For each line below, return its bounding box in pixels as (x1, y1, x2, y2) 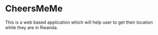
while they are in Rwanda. (5, 24, 58, 30)
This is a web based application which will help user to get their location (5, 19, 153, 25)
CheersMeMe (5, 3, 63, 14)
